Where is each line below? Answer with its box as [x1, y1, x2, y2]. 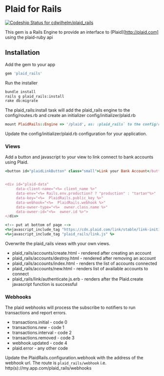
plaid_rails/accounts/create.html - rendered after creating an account [12, 250, 151, 256]
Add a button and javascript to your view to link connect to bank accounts [5, 154, 154, 160]
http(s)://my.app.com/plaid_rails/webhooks [5, 365, 92, 371]
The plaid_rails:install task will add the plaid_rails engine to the [5, 107, 130, 113]
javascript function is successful [12, 281, 78, 287]
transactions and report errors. [5, 310, 67, 316]
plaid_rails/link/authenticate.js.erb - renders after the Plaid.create [12, 276, 143, 282]
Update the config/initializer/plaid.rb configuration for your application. [5, 131, 147, 137]
